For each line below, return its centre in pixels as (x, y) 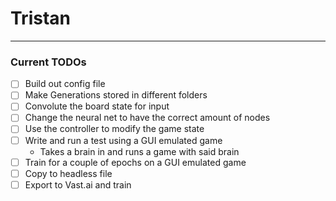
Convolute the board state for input (97, 106)
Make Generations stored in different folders (116, 95)
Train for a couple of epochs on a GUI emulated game (135, 162)
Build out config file (65, 84)
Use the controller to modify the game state (114, 129)
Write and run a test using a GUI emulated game (123, 140)
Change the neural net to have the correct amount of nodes (147, 118)
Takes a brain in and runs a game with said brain (139, 151)
